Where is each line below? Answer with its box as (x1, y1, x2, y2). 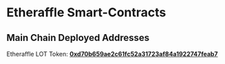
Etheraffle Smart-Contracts (6, 5, 167, 20)
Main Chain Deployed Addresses (6, 32, 150, 44)
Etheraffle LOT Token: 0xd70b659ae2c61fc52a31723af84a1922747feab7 (6, 50, 218, 58)
